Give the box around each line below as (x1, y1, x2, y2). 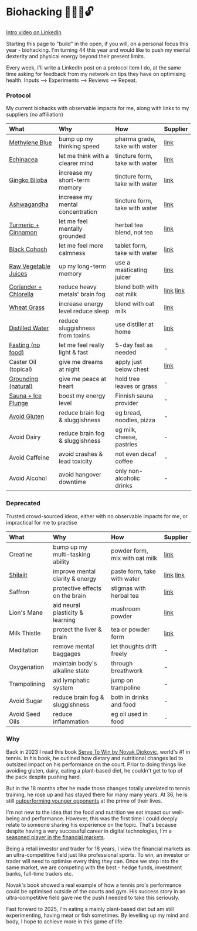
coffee (115, 458, 133, 466)
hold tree (115, 375, 140, 383)
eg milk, (115, 426, 137, 434)
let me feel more (58, 241, 104, 250)
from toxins (58, 332, 90, 340)
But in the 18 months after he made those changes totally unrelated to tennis (6, 784, 191, 791)
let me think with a (58, 152, 110, 160)
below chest (115, 365, 149, 373)
